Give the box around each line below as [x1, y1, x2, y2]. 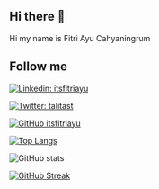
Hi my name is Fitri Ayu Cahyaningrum [9, 32, 151, 43]
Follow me [9, 59, 68, 75]
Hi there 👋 [9, 9, 66, 24]
